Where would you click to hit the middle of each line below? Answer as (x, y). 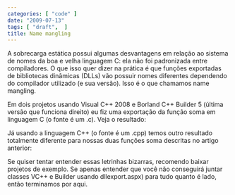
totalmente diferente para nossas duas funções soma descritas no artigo (113, 141)
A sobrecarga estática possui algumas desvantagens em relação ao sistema (118, 54)
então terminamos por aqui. (48, 184)
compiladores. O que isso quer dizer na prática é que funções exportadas (115, 68)
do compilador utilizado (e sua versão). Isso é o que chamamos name (108, 83)
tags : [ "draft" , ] (38, 27)
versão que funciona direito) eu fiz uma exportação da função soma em (112, 112)
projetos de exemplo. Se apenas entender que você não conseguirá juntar (115, 169)
